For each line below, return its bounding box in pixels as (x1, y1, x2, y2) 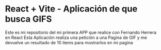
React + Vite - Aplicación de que (5, 3, 138, 14)
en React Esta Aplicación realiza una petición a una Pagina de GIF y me (5, 35, 147, 40)
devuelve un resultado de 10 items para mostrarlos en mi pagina (5, 39, 133, 45)
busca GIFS (5, 13, 52, 25)
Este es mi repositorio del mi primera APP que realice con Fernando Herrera (5, 29, 157, 35)
